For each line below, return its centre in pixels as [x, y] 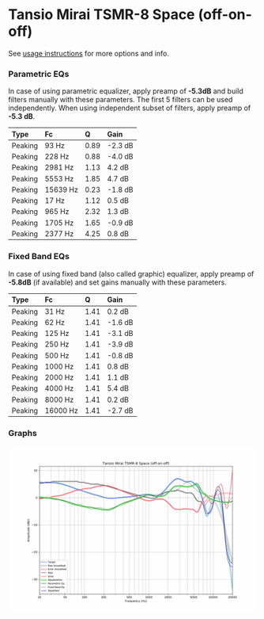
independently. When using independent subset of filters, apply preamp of [130, 108]
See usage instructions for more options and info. [89, 53]
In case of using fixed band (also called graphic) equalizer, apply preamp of [131, 273]
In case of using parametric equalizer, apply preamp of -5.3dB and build [126, 91]
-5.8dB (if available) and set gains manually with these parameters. [117, 282]
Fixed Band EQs [39, 257]
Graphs [23, 434]
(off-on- [225, 15]
